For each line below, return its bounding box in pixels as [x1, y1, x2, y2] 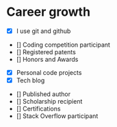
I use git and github [16, 27, 71, 35]
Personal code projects [16, 69, 82, 76]
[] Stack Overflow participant [16, 112, 99, 120]
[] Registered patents [16, 48, 76, 56]
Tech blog [16, 76, 45, 84]
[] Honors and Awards [16, 56, 79, 63]
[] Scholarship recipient [16, 97, 83, 106]
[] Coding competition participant [16, 41, 111, 49]
